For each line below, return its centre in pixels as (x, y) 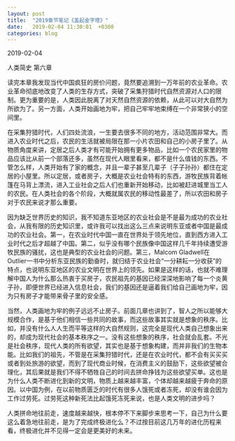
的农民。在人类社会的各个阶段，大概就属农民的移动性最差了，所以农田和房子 (117, 194)
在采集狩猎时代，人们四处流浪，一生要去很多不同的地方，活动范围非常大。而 (117, 132)
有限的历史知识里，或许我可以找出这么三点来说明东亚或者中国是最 (126, 226)
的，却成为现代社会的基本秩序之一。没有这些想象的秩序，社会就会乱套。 (111, 337)
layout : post (26, 14)
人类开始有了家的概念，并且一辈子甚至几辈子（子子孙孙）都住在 (129, 167)
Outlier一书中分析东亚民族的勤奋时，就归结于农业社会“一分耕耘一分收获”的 (115, 261)
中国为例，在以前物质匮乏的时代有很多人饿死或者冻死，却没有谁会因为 (127, 390)
